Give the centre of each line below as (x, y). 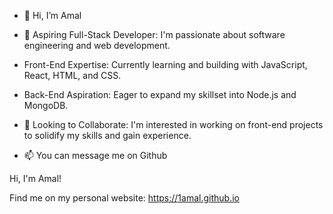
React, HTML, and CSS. (72, 75)
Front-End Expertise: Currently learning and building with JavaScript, (165, 64)
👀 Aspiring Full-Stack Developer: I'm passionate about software (154, 34)
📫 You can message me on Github (95, 155)
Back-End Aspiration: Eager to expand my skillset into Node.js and (160, 94)
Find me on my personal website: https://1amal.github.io (124, 198)
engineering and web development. (97, 45)
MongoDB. (46, 105)
